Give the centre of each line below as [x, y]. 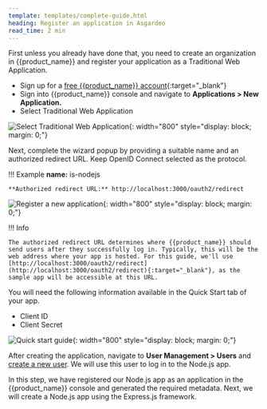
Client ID [34, 316]
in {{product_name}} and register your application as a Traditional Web [124, 62]
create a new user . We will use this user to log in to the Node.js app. [120, 364]
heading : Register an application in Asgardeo [87, 23]
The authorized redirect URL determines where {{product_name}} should [130, 243]
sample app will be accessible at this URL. [83, 278]
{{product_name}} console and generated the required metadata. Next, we [131, 388]
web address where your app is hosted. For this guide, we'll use [121, 256]
